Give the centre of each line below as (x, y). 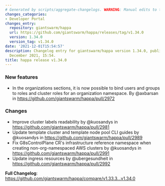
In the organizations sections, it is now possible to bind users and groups (86, 88)
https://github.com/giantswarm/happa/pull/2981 (61, 127)
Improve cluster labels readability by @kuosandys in (65, 122)
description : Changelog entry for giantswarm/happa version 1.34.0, (77, 51)
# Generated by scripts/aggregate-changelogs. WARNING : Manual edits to (81, 10)
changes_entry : (21, 23)
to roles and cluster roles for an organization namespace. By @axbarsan (85, 93)
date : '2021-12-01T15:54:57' (35, 46)
